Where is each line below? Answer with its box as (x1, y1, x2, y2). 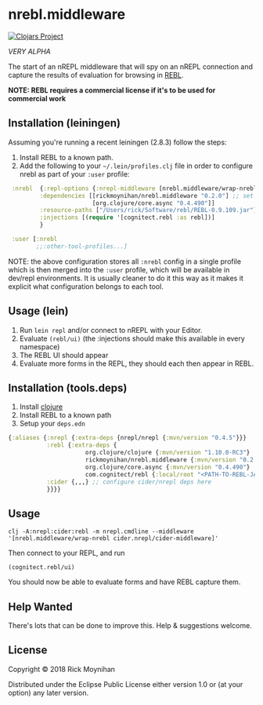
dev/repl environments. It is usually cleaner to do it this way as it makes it (8, 273, 244, 283)
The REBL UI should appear (19, 350, 109, 360)
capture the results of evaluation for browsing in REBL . (8, 70, 184, 79)
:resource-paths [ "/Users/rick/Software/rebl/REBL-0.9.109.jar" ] (39, 206, 258, 214)
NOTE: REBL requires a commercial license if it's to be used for (8, 85, 216, 95)
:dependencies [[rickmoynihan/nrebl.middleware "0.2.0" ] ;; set (39, 192, 254, 199)
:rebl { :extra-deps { (46, 441, 117, 449)
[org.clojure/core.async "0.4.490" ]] (92, 199, 215, 207)
